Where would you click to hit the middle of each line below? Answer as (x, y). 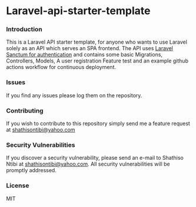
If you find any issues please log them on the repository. (74, 95)
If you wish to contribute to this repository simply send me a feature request (98, 124)
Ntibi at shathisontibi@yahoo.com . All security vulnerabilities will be (88, 164)
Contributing (25, 110)
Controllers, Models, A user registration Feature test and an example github (97, 61)
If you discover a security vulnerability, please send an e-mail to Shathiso (95, 158)
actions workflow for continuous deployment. (61, 67)
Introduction (24, 29)
